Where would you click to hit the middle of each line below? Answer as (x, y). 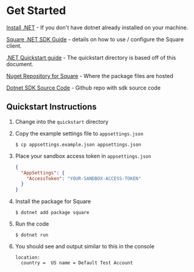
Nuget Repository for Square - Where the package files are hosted (90, 76)
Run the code (32, 224)
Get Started (36, 11)
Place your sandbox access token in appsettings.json (83, 156)
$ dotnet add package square (52, 213)
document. (20, 64)
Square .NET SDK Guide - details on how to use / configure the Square (95, 39)
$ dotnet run (32, 235)
